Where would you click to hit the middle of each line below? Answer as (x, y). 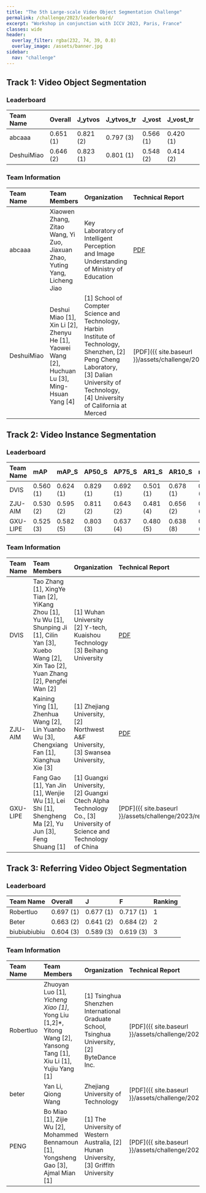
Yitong (53, 1030)
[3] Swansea (93, 752)
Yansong (56, 1045)
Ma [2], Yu (48, 824)
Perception (100, 246)
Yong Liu (56, 1015)
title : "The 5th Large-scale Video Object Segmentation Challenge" (94, 12)
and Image (100, 253)
